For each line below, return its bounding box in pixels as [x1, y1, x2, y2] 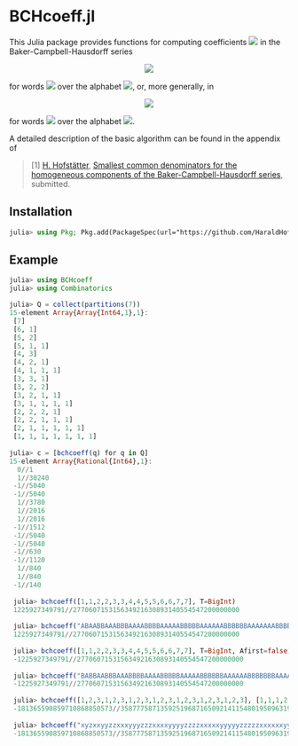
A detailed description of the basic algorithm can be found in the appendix [9, 133, 281, 144]
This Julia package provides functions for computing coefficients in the [9, 36, 281, 47]
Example [9, 253, 59, 268]
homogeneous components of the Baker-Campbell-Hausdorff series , [30, 169, 284, 179]
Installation [9, 204, 73, 219]
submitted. [30, 178, 71, 189]
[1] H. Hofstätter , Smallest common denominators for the [30, 160, 238, 170]
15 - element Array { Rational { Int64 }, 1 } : [9, 457, 153, 466]
